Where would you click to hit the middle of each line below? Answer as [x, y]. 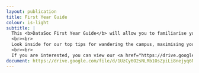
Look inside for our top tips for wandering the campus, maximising [98, 45]
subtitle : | [21, 28]
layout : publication [32, 11]
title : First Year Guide [37, 17]
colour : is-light [28, 22]
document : [18, 61]
